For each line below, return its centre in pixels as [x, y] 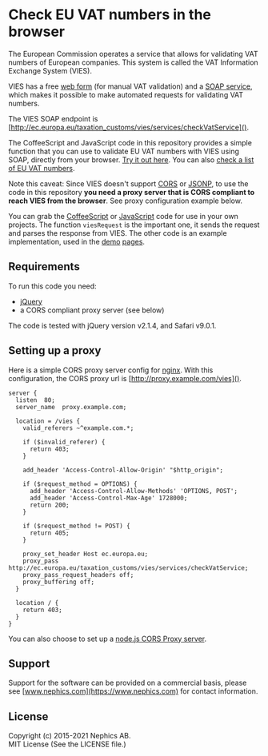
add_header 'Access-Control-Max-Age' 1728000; [108, 498]
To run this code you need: [53, 286]
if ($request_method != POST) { [76, 526]
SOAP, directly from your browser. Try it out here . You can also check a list [131, 159]
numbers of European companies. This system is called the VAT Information [133, 62]
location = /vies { [48, 421]
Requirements [44, 267]
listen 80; [36, 400]
